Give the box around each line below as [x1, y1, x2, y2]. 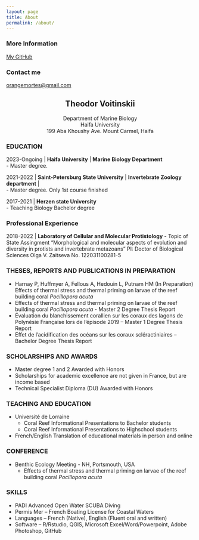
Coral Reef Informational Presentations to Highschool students [23, 426, 178, 433]
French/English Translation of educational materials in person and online [14, 432, 192, 439]
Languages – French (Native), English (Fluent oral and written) [14, 514, 167, 522]
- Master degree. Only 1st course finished [6, 186, 108, 194]
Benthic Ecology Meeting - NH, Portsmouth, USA [14, 461, 135, 468]
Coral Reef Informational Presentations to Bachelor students [23, 419, 172, 427]
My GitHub [6, 53, 33, 60]
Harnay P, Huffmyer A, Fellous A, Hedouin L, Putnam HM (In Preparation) [14, 280, 194, 287]
